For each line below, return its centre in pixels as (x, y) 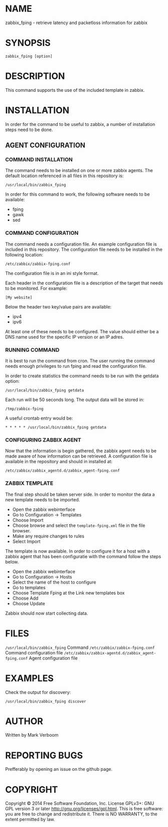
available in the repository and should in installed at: (59, 462)
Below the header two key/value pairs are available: (58, 307)
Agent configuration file (53, 658)
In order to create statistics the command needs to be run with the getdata (82, 376)
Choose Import (28, 520)
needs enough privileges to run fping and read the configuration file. (76, 366)
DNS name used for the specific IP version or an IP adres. (65, 337)
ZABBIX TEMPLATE (29, 483)
